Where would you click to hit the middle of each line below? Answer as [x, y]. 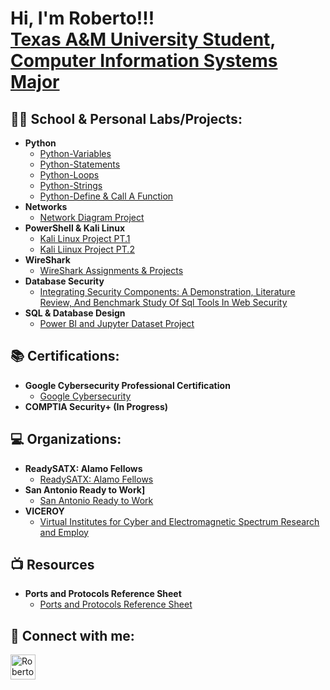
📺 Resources [52, 565]
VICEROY [44, 511]
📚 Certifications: [65, 356]
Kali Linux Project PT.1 [85, 238]
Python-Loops [69, 175]
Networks [46, 206]
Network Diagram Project [92, 217]
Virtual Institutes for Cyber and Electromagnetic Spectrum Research [179, 521]
